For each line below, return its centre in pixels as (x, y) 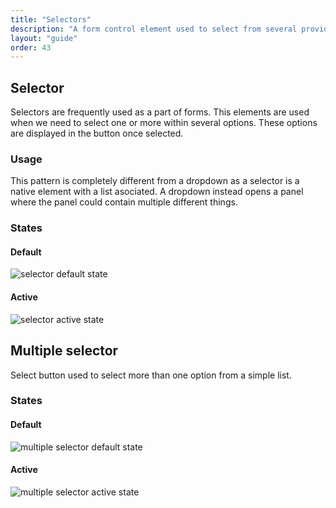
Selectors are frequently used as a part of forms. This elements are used (160, 112)
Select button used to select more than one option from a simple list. (151, 375)
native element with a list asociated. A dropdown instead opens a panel (157, 192)
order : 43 (31, 47)
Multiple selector (64, 351)
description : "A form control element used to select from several (154, 29)
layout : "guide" (44, 38)
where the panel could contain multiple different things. (124, 202)
